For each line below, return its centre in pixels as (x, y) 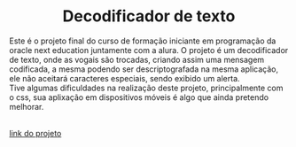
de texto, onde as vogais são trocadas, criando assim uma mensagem (137, 59)
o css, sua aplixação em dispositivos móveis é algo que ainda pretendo (139, 97)
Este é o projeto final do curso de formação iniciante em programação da (143, 41)
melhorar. (27, 106)
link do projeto (35, 133)
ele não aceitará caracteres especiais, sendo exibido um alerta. (125, 78)
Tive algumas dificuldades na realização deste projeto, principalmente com (146, 88)
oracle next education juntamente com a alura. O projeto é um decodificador (149, 50)
